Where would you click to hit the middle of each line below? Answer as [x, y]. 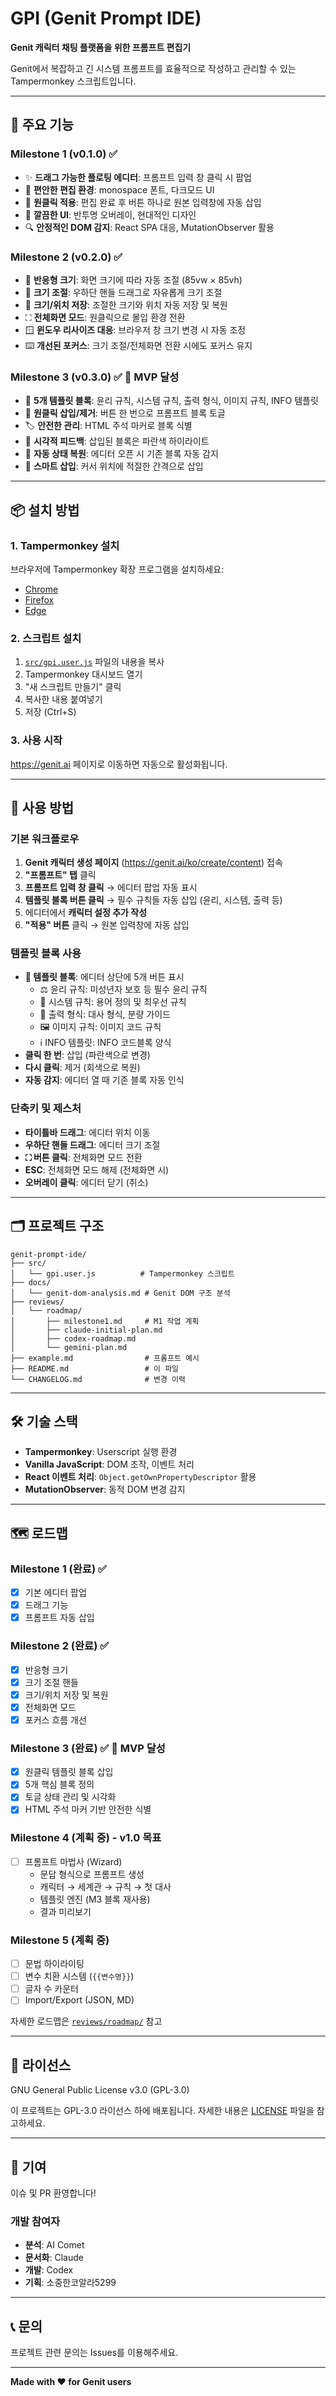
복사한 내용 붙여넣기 [63, 699]
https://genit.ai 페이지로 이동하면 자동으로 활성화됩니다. [119, 764]
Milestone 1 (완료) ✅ [58, 1569]
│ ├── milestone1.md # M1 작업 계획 [105, 1321]
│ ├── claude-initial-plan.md [86, 1330]
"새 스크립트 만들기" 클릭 [73, 687]
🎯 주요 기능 [42, 125]
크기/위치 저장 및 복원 [66, 1694]
